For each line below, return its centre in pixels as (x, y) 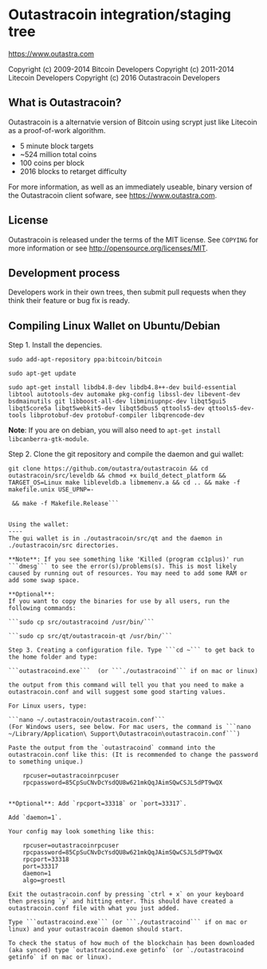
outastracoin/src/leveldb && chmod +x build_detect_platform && (117, 476)
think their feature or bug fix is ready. (69, 301)
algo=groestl (44, 880)
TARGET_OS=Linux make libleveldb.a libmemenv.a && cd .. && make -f (124, 483)
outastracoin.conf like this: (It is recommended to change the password (133, 755)
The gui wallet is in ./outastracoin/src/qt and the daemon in (116, 539)
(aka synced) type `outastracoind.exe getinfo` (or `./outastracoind (126, 951)
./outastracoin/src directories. (64, 546)
